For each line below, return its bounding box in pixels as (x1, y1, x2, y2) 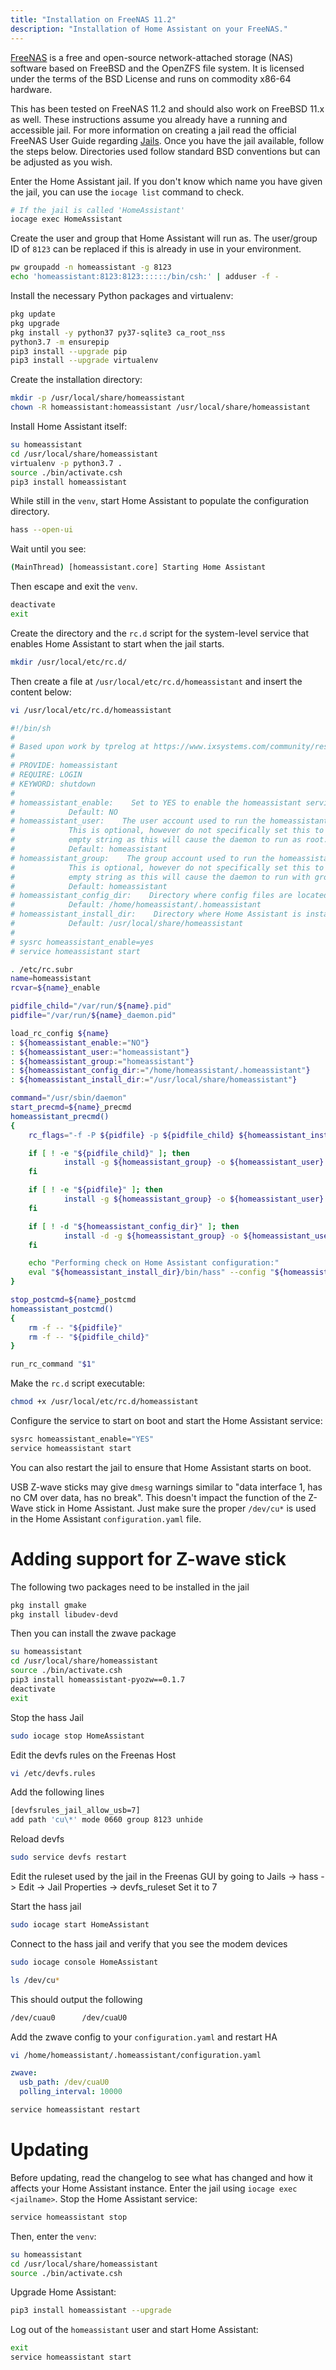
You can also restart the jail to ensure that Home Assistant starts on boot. (10, 1461, 312, 1473)
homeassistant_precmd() (10, 1111, 110, 1121)
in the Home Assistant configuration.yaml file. (10, 1512, 202, 1525)
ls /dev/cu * (10, 1975, 60, 1985)
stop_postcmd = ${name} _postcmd (10, 1295, 137, 1305)
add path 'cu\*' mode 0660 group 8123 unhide (10, 1815, 203, 1825)
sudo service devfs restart (10, 1852, 128, 1863)
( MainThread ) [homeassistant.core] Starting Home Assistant (10, 562, 267, 573)
